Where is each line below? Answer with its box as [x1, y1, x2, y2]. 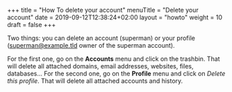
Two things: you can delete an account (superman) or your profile [7, 34, 196, 42]
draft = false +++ [7, 21, 56, 28]
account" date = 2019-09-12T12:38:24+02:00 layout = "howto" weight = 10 [7, 13, 223, 21]
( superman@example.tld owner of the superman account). [7, 42, 175, 49]
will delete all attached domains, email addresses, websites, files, [7, 62, 194, 70]
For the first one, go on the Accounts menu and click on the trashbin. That [7, 55, 220, 63]
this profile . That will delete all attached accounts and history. [7, 77, 183, 85]
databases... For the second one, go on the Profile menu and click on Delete [7, 69, 226, 77]
